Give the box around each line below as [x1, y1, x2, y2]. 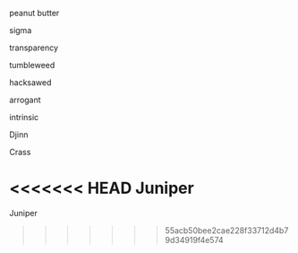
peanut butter [9, 8, 60, 18]
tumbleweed [9, 60, 55, 70]
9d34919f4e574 [165, 234, 224, 245]
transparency [9, 42, 59, 53]
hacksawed [9, 77, 52, 88]
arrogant [9, 94, 42, 105]
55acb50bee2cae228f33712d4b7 [165, 224, 289, 236]
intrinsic [9, 112, 39, 122]
